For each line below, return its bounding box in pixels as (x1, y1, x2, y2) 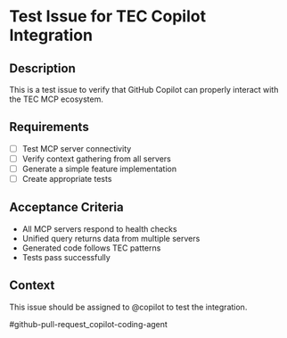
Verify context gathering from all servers (21, 153, 171, 164)
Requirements (9, 120, 89, 135)
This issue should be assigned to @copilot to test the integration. (9, 301, 248, 312)
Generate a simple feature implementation (21, 163, 176, 174)
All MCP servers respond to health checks (21, 223, 177, 234)
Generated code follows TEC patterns (21, 243, 161, 253)
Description (9, 61, 76, 76)
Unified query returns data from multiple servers (21, 233, 201, 243)
